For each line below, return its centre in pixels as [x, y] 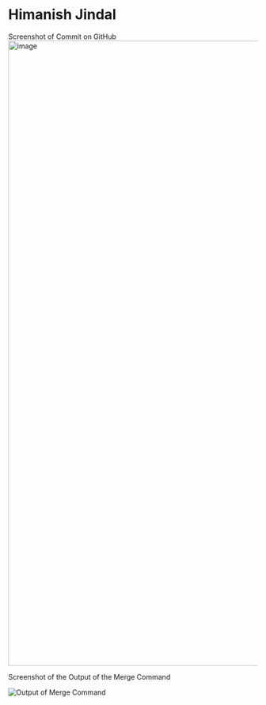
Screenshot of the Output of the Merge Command [89, 676]
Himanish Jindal [62, 15]
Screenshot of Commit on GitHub [63, 36]
